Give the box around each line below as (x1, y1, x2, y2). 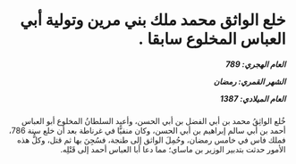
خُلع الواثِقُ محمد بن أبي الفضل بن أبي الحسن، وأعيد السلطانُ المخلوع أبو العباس (21, 116, 286, 127)
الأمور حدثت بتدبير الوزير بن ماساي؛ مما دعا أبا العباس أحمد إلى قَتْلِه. (60, 144, 286, 155)
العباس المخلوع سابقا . (138, 29, 286, 49)
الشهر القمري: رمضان (213, 76, 286, 86)
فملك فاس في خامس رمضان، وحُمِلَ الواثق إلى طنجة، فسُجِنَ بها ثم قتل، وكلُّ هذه (16, 135, 286, 145)
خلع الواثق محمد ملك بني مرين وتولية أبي (20, 10, 286, 30)
